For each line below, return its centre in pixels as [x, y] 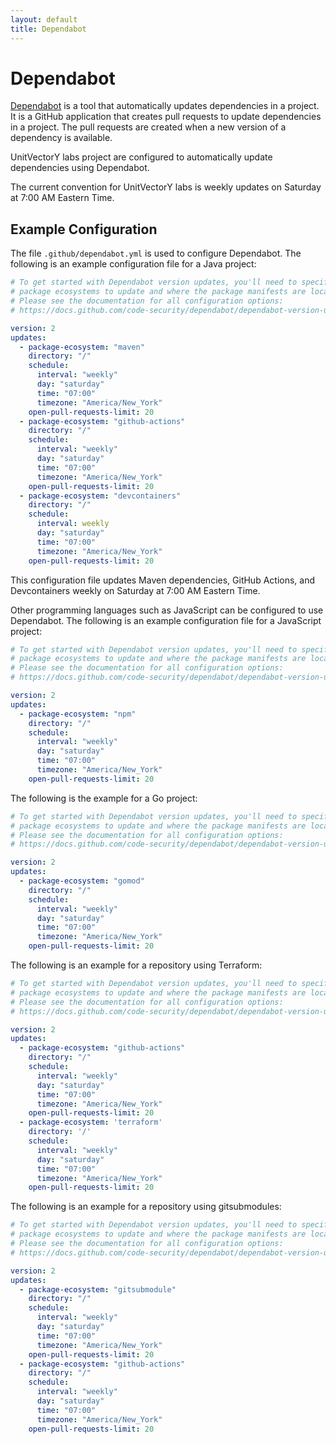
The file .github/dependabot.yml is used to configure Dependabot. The [156, 253]
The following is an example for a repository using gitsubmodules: [146, 1207]
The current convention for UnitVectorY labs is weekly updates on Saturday [166, 187]
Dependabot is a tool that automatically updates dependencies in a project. [165, 106]
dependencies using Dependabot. [80, 168]
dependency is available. [61, 138]
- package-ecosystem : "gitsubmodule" [98, 1289]
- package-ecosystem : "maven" [82, 347]
